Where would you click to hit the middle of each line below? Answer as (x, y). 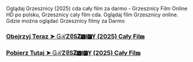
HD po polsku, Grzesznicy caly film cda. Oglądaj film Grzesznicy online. (92, 15)
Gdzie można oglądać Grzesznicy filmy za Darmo (66, 21)
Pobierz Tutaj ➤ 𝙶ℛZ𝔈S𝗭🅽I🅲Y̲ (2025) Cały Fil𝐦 (73, 53)
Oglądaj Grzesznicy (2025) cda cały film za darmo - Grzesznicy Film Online (97, 8)
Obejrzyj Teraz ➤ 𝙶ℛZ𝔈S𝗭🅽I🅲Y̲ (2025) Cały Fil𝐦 (75, 36)
